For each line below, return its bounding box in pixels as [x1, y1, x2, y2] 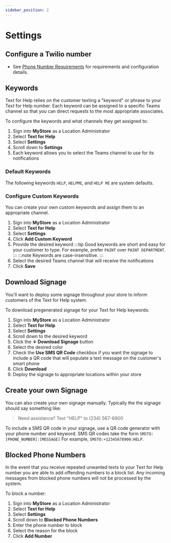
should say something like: [5, 405, 61, 411]
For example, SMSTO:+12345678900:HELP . [61, 436, 144, 442]
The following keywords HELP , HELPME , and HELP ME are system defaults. [5, 180, 154, 186]
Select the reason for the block [12, 528, 78, 534]
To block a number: [5, 490, 46, 497]
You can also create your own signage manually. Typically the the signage [5, 400, 161, 406]
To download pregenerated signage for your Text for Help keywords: [5, 307, 150, 313]
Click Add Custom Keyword [12, 236, 72, 242]
